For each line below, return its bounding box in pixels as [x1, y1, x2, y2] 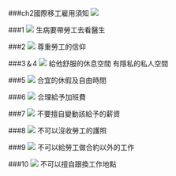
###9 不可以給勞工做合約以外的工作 [8, 143, 135, 152]
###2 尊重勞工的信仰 [8, 42, 87, 51]
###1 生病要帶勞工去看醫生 [8, 25, 106, 35]
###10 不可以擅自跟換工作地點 [8, 159, 117, 169]
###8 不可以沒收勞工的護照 [8, 126, 107, 135]
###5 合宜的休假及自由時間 [8, 76, 107, 84]
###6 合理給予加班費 [8, 92, 87, 102]
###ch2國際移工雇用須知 [8, 9, 89, 17]
